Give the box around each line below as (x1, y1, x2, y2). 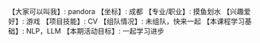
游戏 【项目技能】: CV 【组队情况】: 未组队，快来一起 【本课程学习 (25, 16, 245, 26)
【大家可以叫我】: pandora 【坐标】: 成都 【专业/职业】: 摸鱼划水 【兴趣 (8, 7, 244, 16)
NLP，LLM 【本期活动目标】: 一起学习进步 (25, 27, 165, 35)
